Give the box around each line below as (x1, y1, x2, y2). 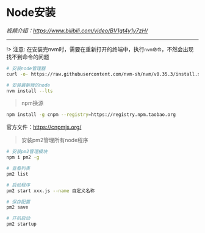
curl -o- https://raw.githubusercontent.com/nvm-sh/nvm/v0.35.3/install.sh (6, 71, 203, 77)
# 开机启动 (6, 215, 31, 221)
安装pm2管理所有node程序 (21, 137, 88, 144)
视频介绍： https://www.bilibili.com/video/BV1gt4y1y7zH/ (6, 27, 148, 34)
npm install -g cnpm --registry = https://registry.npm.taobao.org (6, 112, 176, 118)
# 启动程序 (6, 182, 31, 188)
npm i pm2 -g (6, 154, 40, 160)
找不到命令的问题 (6, 53, 49, 60)
